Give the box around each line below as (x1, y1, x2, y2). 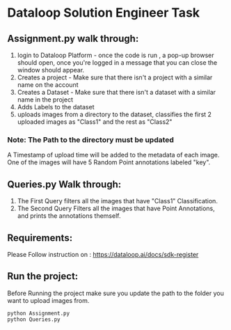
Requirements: (7, 232, 73, 244)
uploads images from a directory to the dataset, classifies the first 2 (17, 110, 212, 118)
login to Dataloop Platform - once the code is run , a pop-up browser (17, 51, 214, 59)
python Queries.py (7, 315, 61, 323)
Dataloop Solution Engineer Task (7, 5, 200, 21)
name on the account (17, 81, 79, 88)
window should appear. (17, 66, 85, 74)
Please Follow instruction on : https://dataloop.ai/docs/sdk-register (7, 250, 199, 258)
